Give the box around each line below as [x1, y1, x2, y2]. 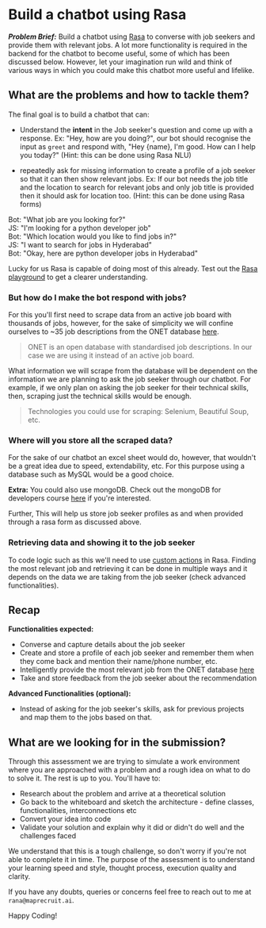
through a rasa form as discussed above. [8, 517, 142, 527]
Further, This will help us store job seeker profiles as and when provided [8, 509, 244, 519]
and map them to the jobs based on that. [19, 712, 153, 723]
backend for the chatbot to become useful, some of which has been [8, 48, 230, 58]
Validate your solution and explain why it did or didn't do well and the [19, 823, 245, 832]
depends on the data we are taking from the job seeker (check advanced [8, 572, 246, 581]
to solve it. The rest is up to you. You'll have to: [8, 773, 161, 783]
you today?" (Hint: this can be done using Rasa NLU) [19, 150, 192, 159]
